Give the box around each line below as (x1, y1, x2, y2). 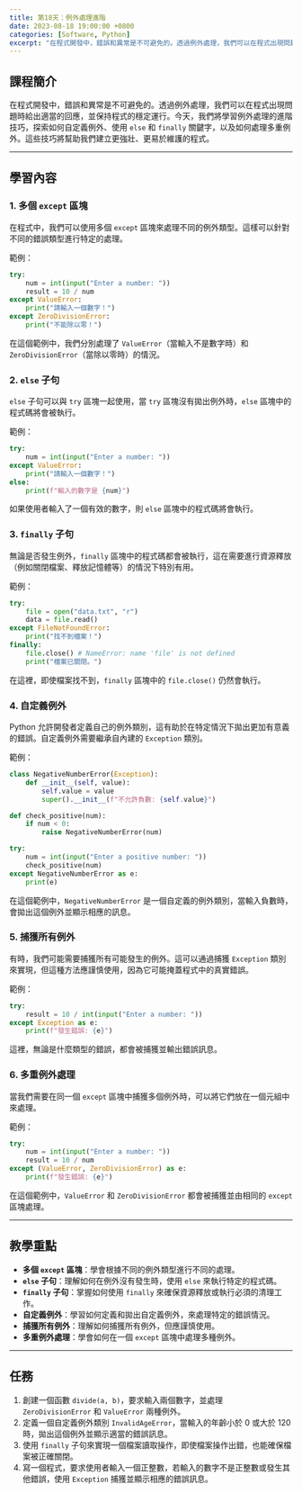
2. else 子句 (9, 373, 60, 386)
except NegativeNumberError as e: (9, 869, 139, 878)
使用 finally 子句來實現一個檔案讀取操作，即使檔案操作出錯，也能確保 (22, 1439, 284, 1450)
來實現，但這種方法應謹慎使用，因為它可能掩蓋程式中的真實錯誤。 (9, 964, 253, 975)
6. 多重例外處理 (9, 1068, 76, 1081)
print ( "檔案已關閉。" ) (25, 657, 102, 666)
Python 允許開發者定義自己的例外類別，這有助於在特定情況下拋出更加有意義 (9, 722, 290, 733)
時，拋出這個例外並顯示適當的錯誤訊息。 (22, 1428, 173, 1439)
